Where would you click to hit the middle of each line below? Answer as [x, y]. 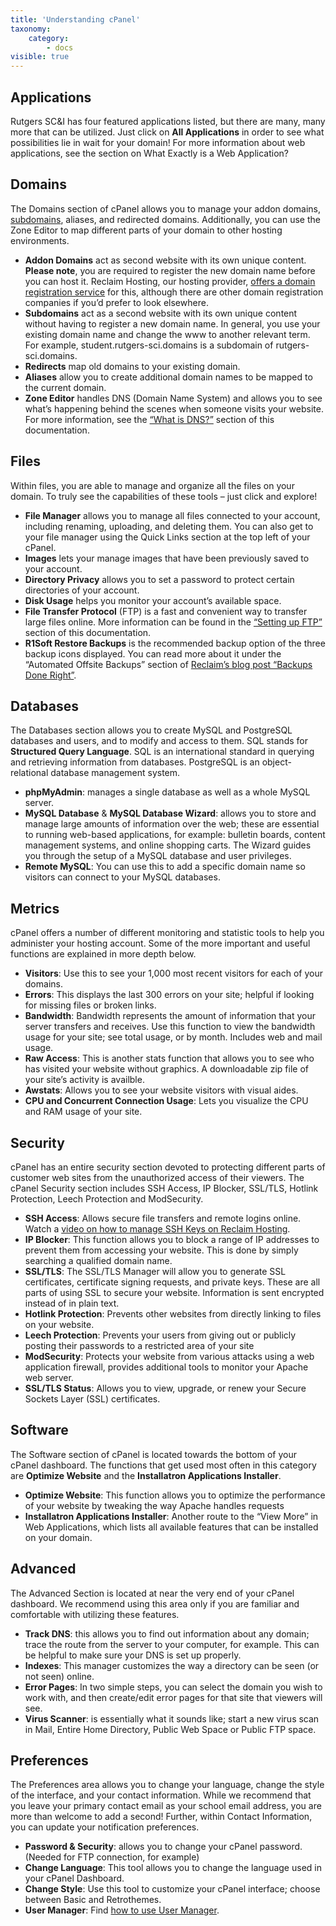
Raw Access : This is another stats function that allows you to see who [169, 1058]
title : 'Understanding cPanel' [75, 19]
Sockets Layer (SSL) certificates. [92, 1399]
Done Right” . [50, 675]
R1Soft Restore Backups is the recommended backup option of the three [175, 643]
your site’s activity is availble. [84, 1080]
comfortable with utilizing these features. [95, 1614]
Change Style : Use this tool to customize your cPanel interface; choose [172, 1889]
